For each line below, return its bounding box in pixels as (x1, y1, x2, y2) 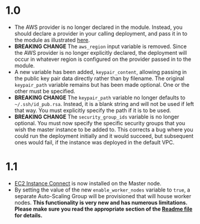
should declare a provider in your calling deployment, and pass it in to (14, 30, 188, 37)
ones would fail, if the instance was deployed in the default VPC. (14, 138, 175, 146)
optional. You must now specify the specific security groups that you (14, 119, 186, 126)
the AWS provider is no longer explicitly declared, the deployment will (14, 49, 187, 56)
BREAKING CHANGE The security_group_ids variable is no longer (14, 113, 180, 120)
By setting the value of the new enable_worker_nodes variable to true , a (14, 186, 190, 193)
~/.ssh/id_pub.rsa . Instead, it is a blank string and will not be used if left (14, 100, 194, 107)
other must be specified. (14, 87, 76, 95)
